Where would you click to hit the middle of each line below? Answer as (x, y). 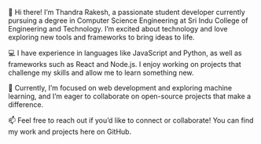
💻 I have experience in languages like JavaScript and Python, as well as (125, 53)
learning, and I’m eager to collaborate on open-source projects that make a (130, 96)
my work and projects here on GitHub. (70, 131)
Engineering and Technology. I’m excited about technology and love (118, 29)
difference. (26, 105)
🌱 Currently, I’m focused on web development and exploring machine (120, 88)
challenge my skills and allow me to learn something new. (101, 72)
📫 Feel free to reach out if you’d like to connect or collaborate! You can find (131, 120)
